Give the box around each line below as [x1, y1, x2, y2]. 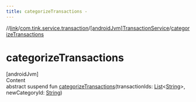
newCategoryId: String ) [6, 89, 63, 96]
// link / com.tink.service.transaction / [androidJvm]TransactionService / [6, 24, 171, 31]
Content [6, 76, 26, 83]
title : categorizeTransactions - [6, 8, 88, 15]
